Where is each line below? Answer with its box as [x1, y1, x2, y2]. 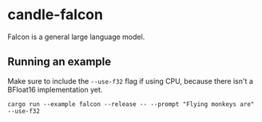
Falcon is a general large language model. [7, 32, 145, 41]
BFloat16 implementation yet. [7, 85, 103, 94]
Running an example [7, 55, 112, 69]
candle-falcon [7, 6, 103, 24]
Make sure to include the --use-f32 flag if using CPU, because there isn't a [7, 76, 253, 85]
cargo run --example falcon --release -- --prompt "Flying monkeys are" [7, 100, 255, 108]
